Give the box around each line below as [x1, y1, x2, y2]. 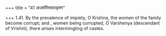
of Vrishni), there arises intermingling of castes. [5, 25, 105, 31]
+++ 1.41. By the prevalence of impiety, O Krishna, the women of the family [5, 15, 161, 20]
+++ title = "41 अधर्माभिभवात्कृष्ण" [5, 5, 65, 10]
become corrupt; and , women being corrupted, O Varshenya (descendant [5, 20, 160, 26]
